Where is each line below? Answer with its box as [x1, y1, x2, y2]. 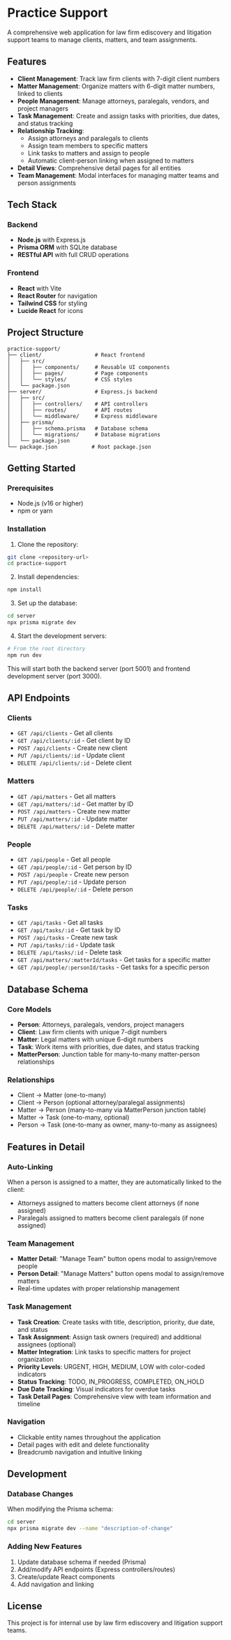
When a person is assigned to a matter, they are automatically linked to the [7, 1178, 222, 1186]
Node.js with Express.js [17, 236, 86, 244]
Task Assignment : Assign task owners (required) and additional [17, 1333, 202, 1341]
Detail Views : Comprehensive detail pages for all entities [17, 163, 181, 172]
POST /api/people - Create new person [17, 870, 129, 878]
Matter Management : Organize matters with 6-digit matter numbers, [17, 82, 215, 90]
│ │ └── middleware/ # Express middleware [7, 412, 158, 419]
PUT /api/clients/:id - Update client [17, 751, 126, 760]
